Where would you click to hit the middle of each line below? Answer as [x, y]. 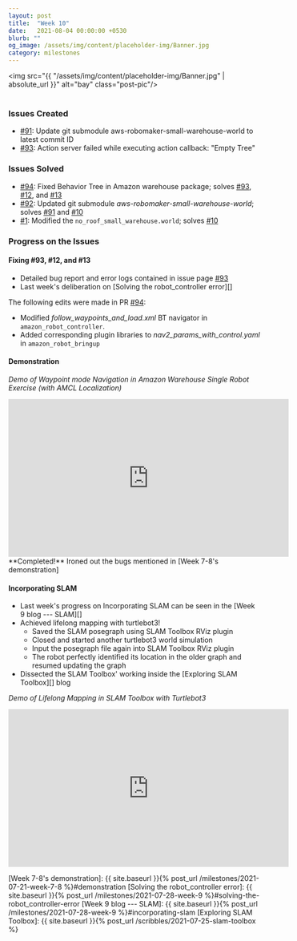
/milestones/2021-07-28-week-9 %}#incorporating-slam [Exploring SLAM [130, 913]
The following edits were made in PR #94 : [77, 302]
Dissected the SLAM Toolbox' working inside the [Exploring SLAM [128, 674]
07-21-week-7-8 [35, 887]
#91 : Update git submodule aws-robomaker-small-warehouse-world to [136, 131]
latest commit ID [47, 139]
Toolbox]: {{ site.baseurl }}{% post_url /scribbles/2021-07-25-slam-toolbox [132, 921]
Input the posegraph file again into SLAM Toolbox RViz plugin [133, 648]
